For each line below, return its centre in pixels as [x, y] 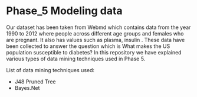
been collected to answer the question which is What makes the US [88, 46]
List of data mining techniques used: [50, 70]
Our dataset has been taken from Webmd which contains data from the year [98, 27]
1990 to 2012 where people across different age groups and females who [95, 33]
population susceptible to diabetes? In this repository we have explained [94, 52]
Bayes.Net [27, 88]
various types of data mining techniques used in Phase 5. [76, 59]
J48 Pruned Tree [35, 82]
